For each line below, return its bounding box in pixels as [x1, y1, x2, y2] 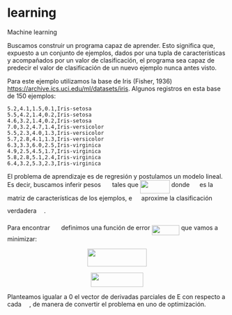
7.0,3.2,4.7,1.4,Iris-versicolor [7, 123, 105, 130]
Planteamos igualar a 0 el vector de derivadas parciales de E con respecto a [7, 292, 226, 300]
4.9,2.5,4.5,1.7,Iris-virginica [7, 147, 101, 154]
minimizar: [7, 234, 37, 243]
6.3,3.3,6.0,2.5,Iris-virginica [7, 141, 101, 149]
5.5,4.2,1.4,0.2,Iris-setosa [7, 111, 92, 118]
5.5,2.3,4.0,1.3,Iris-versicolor [7, 129, 105, 136]
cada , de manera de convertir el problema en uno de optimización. [7, 300, 207, 308]
